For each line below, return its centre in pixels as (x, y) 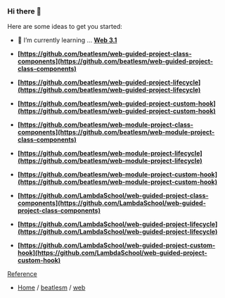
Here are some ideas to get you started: (65, 27)
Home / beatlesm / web (51, 287)
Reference (22, 274)
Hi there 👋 (25, 11)
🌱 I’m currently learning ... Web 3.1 (67, 40)
